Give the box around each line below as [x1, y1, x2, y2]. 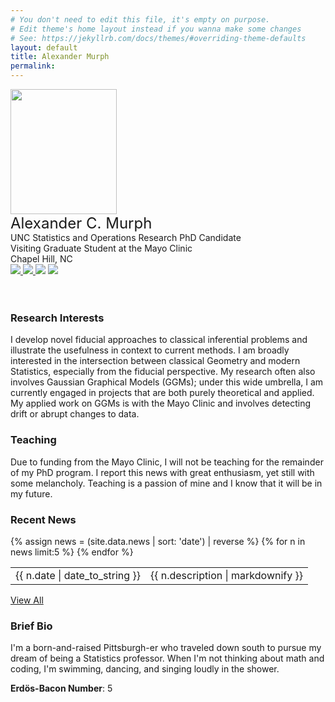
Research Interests [10, 311, 105, 325]
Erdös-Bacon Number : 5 [10, 682, 113, 695]
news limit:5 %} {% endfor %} [10, 546, 134, 558]
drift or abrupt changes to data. [10, 408, 140, 420]
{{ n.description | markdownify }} [149, 568, 304, 582]
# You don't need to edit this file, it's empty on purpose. [10, 14, 271, 25]
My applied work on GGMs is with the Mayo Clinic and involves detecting [10, 397, 312, 410]
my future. [10, 487, 53, 500]
